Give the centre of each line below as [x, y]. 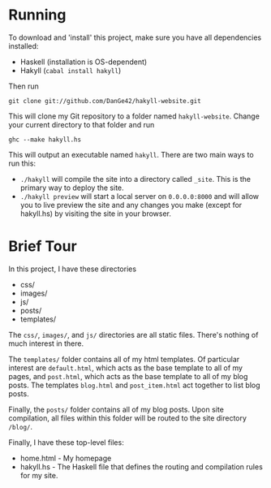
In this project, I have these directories [72, 269]
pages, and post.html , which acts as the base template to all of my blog [128, 376]
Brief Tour [43, 246]
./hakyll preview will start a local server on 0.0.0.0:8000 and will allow [140, 196]
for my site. [39, 475]
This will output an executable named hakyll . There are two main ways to [131, 154]
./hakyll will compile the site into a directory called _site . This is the [135, 179]
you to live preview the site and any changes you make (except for [131, 205]
